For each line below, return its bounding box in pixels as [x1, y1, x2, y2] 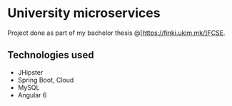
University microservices [7, 5, 161, 21]
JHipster [17, 68, 44, 76]
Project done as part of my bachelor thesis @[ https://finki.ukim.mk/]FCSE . [7, 28, 226, 37]
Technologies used [7, 49, 94, 61]
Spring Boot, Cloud [17, 75, 74, 84]
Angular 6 [17, 90, 47, 99]
